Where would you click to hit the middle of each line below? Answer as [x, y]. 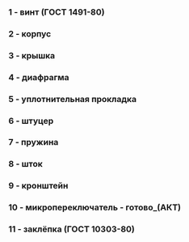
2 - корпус [30, 33]
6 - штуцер [31, 121]
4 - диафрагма [39, 77]
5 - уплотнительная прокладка [73, 99]
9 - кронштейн [38, 186]
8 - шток [25, 164]
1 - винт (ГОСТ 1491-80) [57, 12]
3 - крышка [32, 55]
